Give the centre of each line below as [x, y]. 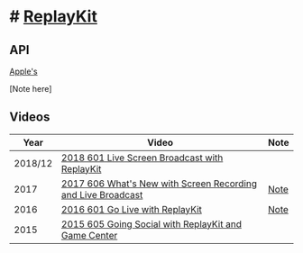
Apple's [23, 71]
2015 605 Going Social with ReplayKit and [151, 224]
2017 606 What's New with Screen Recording [160, 184]
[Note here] [31, 89]
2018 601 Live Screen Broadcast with [142, 158]
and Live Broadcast [102, 194]
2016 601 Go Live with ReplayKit [132, 209]
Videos [30, 117]
